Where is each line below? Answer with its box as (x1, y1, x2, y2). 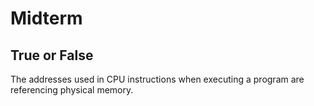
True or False (10, 47, 94, 64)
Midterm (10, 7, 83, 30)
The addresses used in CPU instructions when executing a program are (10, 73, 305, 85)
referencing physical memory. (10, 84, 134, 96)
